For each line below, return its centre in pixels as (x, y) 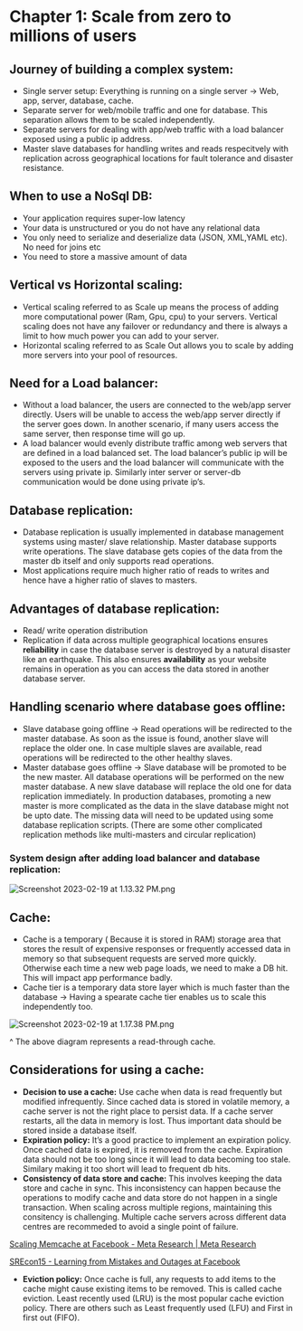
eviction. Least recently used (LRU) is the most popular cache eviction (153, 1298)
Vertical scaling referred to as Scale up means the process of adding (150, 307)
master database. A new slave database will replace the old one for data (157, 786)
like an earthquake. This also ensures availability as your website (144, 660)
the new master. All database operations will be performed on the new (153, 776)
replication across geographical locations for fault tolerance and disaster (158, 158)
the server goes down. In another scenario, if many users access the (150, 424)
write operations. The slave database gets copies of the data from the (152, 551)
